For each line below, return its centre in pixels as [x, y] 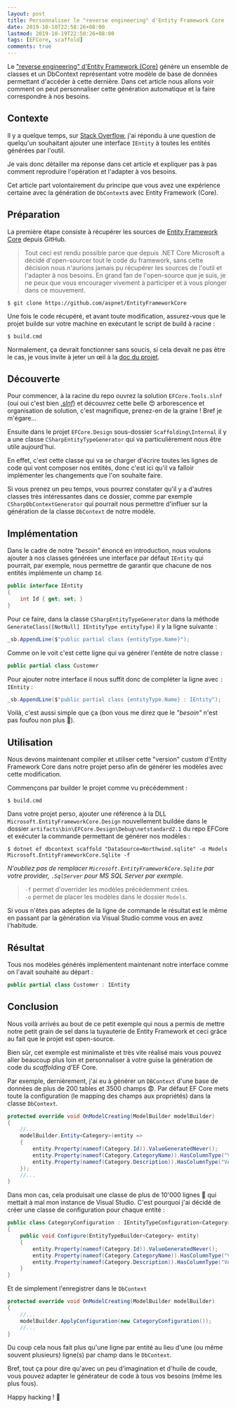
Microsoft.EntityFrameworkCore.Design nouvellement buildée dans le [107, 821]
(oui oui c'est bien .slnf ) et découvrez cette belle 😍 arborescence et [106, 403]
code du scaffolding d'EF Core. [53, 1067]
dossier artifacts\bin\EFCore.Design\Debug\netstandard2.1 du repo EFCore [118, 829]
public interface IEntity [45, 586]
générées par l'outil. [36, 150]
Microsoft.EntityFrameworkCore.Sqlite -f [69, 855]
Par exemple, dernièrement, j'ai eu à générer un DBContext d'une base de [113, 1081]
